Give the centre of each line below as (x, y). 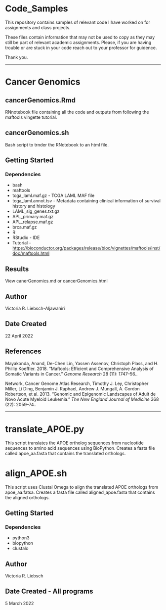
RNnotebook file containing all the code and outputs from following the (77, 112)
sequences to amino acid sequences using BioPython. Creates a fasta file (80, 448)
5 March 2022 (20, 603)
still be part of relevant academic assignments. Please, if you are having (78, 42)
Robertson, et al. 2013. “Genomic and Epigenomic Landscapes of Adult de (81, 394)
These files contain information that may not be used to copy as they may (80, 37)
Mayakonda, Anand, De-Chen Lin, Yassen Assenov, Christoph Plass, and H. (82, 363)
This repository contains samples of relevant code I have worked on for (78, 22)
